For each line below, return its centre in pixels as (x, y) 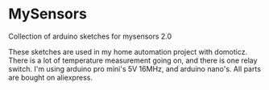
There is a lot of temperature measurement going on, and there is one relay (133, 60)
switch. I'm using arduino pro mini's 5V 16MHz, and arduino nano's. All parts (135, 68)
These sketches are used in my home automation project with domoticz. (128, 51)
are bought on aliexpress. (50, 77)
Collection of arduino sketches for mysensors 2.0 (90, 36)
